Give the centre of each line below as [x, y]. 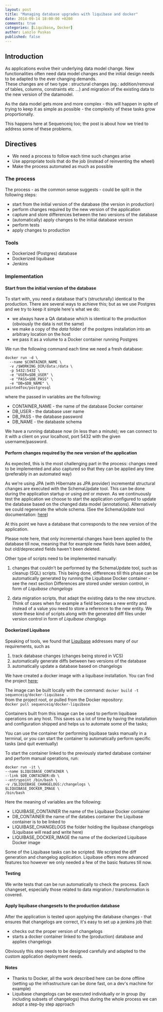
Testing [13, 873]
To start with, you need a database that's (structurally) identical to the [75, 299]
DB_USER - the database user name [48, 412]
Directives [21, 144]
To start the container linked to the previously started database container [78, 753]
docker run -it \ [23, 767]
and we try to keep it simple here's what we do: [53, 309]
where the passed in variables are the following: [53, 397]
